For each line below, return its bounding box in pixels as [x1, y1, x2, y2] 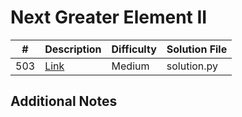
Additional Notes [10, 93, 118, 110]
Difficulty [111, 42, 157, 56]
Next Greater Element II [10, 6, 208, 29]
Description [44, 42, 102, 56]
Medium [111, 59, 150, 73]
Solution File [166, 42, 228, 56]
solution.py [166, 59, 219, 73]
